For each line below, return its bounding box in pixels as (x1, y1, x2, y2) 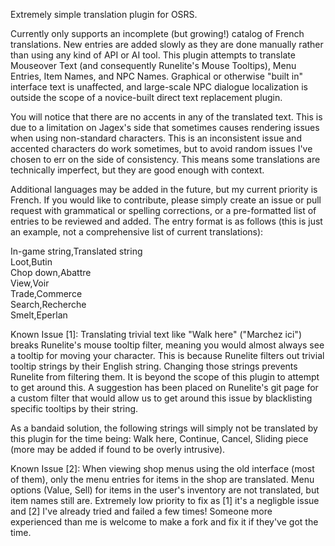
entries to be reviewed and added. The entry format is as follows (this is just (10, 215, 323, 227)
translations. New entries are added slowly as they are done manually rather (10, 39, 324, 50)
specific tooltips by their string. (10, 403, 139, 414)
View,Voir (10, 277, 50, 289)
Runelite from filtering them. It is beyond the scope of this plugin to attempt (10, 371, 320, 383)
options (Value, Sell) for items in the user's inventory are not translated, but (10, 484, 320, 496)
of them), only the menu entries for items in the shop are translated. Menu (10, 474, 315, 485)
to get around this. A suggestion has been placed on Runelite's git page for (10, 382, 319, 393)
